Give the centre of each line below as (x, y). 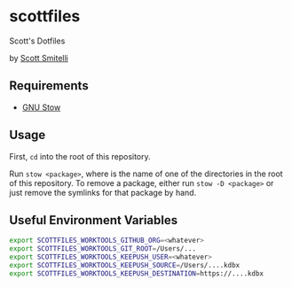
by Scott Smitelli (39, 58)
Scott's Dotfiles (37, 41)
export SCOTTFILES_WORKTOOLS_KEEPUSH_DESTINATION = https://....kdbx (137, 273)
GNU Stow (41, 107)
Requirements (49, 86)
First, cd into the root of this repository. (80, 156)
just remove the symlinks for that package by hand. (103, 192)
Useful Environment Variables (94, 220)
